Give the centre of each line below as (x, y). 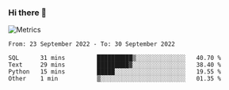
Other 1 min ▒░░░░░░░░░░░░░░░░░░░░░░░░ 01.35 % (115, 79)
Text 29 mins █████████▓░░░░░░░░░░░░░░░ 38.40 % (115, 65)
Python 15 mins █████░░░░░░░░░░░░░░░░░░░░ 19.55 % (115, 72)
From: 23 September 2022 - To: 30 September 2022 (92, 44)
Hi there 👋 (28, 13)
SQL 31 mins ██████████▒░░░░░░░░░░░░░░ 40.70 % (115, 58)
